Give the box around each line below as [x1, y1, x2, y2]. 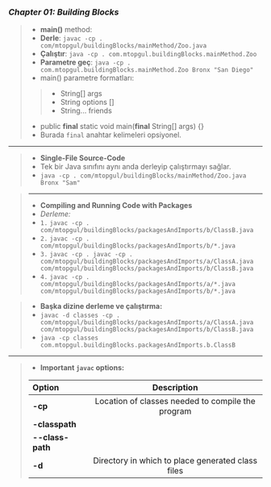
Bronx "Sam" [40, 179, 81, 187]
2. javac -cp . [40, 235, 90, 243]
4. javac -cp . [40, 273, 90, 281]
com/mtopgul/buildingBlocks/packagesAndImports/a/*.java [40, 281, 236, 289]
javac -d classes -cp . [40, 311, 121, 320]
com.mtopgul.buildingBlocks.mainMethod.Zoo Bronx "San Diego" [40, 66, 254, 74]
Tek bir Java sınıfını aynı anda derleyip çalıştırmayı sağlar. [40, 162, 231, 172]
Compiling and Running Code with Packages [40, 201, 193, 210]
